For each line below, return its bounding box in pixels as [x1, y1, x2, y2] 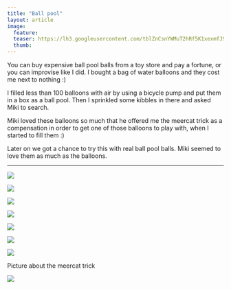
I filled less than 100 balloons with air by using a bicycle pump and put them [7, 89, 221, 97]
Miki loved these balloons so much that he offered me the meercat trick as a [7, 117, 223, 124]
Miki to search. [7, 104, 49, 111]
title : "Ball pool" [7, 10, 63, 17]
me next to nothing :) [7, 76, 67, 83]
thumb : [13, 42, 32, 49]
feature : [13, 29, 38, 36]
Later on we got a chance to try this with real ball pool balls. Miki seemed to [7, 145, 221, 152]
